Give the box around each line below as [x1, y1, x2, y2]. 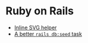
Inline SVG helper [14, 24, 57, 31]
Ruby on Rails [5, 4, 74, 18]
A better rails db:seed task [14, 30, 83, 37]
